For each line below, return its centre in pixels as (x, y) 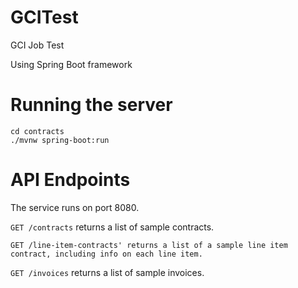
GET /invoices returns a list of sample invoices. (107, 272)
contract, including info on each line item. (106, 254)
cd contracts (37, 131)
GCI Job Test (37, 45)
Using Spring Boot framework (71, 64)
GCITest (44, 17)
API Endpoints (70, 180)
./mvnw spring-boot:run (60, 140)
